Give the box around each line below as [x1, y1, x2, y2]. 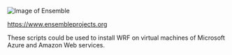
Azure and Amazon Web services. [7, 41, 106, 49]
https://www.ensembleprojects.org [7, 20, 108, 28]
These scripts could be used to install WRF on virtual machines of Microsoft [7, 33, 226, 42]
